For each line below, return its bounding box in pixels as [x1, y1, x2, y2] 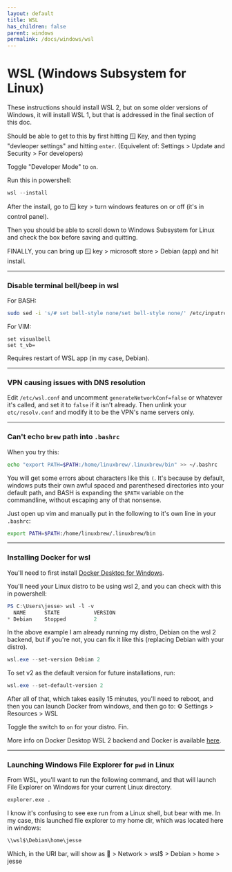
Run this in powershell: [7, 176, 72, 184]
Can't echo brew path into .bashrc [7, 432, 120, 442]
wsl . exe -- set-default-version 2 [7, 682, 104, 689]
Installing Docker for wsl [7, 553, 91, 562]
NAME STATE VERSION [13, 609, 116, 616]
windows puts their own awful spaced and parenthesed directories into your [7, 481, 224, 489]
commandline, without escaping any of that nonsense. [7, 496, 162, 504]
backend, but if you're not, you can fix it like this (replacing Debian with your [7, 635, 224, 644]
